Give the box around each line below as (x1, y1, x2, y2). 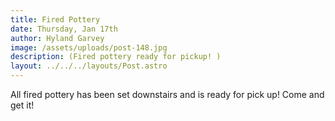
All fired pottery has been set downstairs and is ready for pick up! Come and (10, 89, 325, 100)
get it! (10, 99, 35, 111)
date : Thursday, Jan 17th (10, 24, 118, 34)
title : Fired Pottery (10, 14, 101, 25)
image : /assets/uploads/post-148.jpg (10, 42, 168, 53)
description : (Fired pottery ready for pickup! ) (10, 52, 222, 62)
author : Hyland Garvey (10, 33, 105, 43)
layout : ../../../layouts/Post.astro (10, 61, 168, 71)
